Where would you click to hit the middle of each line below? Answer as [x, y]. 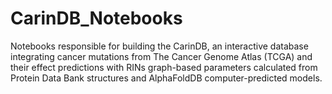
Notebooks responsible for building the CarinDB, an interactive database [159, 46]
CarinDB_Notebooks [96, 18]
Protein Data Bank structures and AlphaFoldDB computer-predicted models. [166, 78]
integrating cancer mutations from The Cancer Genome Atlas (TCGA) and [161, 56]
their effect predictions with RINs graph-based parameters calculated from [164, 67]
